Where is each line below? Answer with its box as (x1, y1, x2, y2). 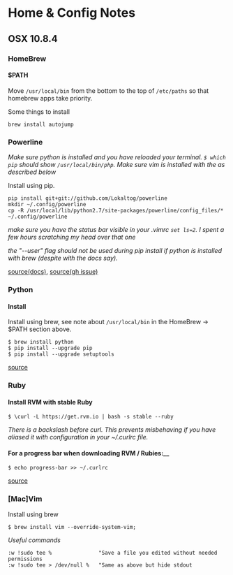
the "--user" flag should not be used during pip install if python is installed (8, 247, 223, 254)
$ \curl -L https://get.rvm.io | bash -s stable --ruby (8, 414, 174, 421)
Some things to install (8, 107, 70, 116)
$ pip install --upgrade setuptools (8, 351, 114, 358)
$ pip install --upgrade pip (8, 344, 93, 352)
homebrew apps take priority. (8, 94, 93, 102)
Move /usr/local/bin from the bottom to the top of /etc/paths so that (8, 86, 209, 95)
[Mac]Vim (8, 494, 43, 504)
